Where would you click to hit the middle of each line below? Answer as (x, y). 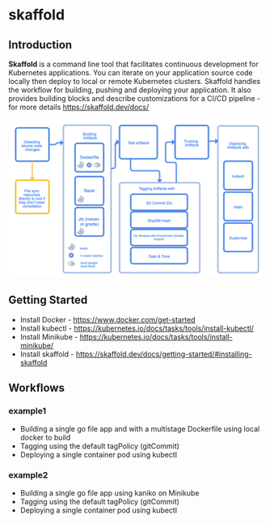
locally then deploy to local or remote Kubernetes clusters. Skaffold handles (135, 81)
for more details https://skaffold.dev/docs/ (79, 107)
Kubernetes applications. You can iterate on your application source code (131, 73)
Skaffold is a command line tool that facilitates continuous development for (133, 64)
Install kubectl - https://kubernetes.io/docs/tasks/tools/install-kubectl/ (137, 328)
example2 (28, 475)
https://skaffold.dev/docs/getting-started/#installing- (164, 354)
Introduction (40, 45)
